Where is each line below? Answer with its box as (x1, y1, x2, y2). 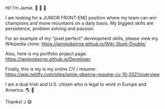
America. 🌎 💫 (5, 87, 35, 93)
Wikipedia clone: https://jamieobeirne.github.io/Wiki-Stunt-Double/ (5, 41, 147, 47)
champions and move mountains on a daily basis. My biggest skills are (5, 20, 154, 26)
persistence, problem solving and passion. (5, 25, 95, 32)
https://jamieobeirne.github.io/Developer (5, 56, 91, 62)
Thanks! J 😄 (5, 99, 32, 104)
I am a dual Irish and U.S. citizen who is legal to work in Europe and (5, 81, 147, 87)
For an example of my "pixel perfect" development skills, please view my (5, 36, 158, 41)
